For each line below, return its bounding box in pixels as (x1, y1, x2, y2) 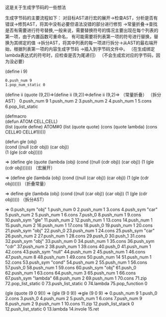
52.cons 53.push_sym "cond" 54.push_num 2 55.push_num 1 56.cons (5, 259, 148, 265)
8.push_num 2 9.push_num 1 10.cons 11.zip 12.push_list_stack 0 (5, 301, 134, 307)
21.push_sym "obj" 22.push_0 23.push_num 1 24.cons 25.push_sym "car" (5, 228, 155, 233)
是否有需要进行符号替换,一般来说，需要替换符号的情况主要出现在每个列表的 (5, 27, 159, 33)
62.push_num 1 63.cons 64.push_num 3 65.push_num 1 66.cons (5, 270, 136, 276)
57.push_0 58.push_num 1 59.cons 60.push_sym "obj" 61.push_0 (5, 265, 136, 270)
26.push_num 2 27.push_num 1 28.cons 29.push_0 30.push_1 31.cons (5, 233, 146, 239)
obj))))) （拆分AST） (5, 197, 47, 203)
